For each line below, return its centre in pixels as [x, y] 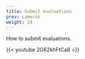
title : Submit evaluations [39, 11]
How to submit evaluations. [39, 39]
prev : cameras [23, 17]
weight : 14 [19, 22]
